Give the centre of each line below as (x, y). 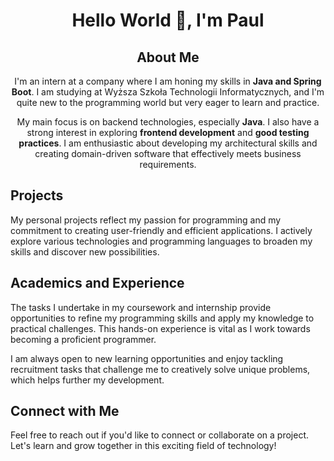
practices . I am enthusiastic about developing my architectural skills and (168, 143)
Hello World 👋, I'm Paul (168, 20)
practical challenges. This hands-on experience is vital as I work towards (160, 328)
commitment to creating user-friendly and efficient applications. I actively (161, 230)
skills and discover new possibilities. (85, 251)
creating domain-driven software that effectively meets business (168, 153)
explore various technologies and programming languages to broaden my (161, 241)
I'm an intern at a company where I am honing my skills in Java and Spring (168, 81)
